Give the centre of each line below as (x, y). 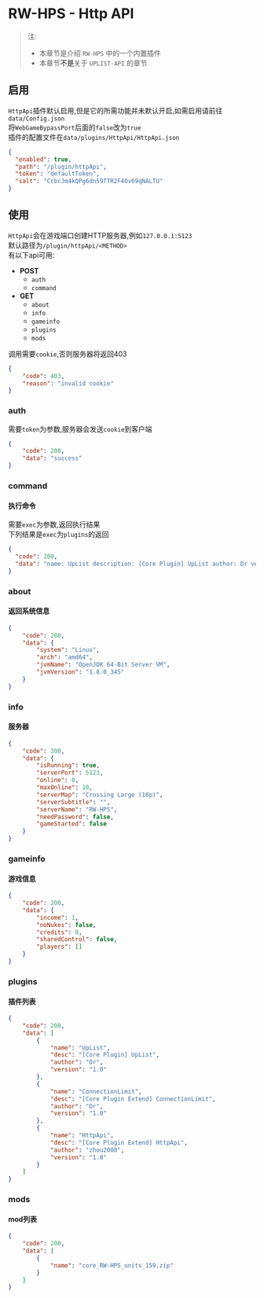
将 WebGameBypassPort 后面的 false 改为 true (75, 127)
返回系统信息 (29, 611)
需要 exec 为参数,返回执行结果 (54, 524)
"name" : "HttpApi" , (82, 1136)
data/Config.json (37, 119)
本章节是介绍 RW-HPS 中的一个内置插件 (100, 53)
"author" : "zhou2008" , (87, 1150)
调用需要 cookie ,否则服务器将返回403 (68, 354)
